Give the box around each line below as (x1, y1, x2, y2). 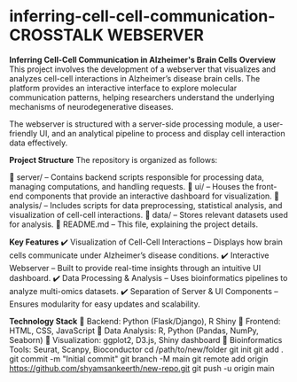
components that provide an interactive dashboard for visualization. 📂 (25, 191, 280, 201)
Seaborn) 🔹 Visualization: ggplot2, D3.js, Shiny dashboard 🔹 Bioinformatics (9, 334, 283, 345)
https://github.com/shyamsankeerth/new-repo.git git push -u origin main (9, 363, 275, 373)
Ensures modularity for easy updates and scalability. (9, 299, 201, 309)
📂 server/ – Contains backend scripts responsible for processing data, (9, 171, 264, 183)
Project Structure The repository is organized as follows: (9, 154, 218, 165)
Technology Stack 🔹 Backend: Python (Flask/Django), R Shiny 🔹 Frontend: (9, 316, 281, 326)
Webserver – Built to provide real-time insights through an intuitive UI (9, 262, 262, 273)
